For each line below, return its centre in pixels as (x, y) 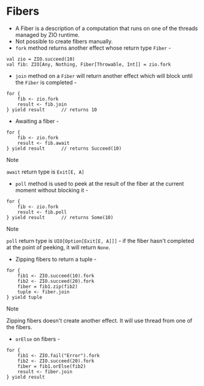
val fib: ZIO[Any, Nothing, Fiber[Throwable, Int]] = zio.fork (89, 64)
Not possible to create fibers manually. (64, 41)
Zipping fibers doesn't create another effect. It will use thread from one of (100, 320)
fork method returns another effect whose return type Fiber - (93, 48)
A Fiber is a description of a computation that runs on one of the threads (106, 28)
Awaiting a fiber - (37, 121)
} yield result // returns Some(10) (60, 217)
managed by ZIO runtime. (47, 34)
